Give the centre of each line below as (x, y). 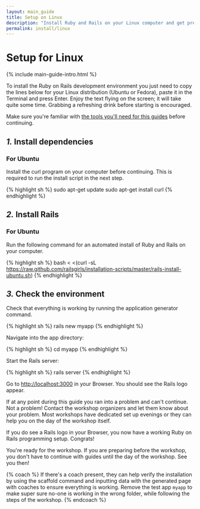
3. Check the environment (55, 294)
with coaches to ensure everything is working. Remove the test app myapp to (99, 488)
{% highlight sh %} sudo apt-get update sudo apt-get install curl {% (89, 189)
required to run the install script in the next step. (65, 178)
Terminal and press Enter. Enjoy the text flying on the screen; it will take (94, 98)
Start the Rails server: (33, 361)
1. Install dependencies (50, 142)
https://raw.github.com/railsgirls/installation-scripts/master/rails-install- (94, 269)
